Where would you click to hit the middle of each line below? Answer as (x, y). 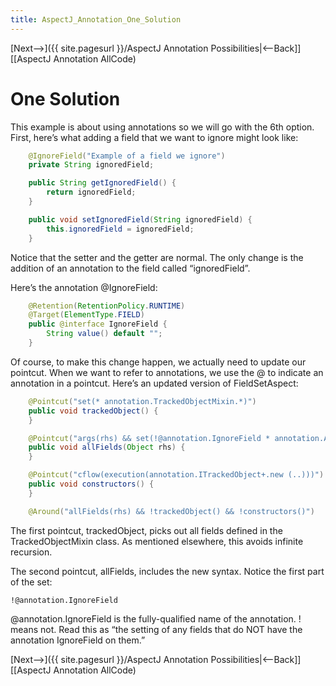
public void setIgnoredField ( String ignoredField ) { (140, 219)
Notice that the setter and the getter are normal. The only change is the (157, 257)
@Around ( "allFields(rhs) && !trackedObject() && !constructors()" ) (171, 511)
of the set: (31, 582)
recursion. (31, 552)
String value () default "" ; (104, 334)
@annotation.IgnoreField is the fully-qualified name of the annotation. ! (156, 618)
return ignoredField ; (91, 192)
